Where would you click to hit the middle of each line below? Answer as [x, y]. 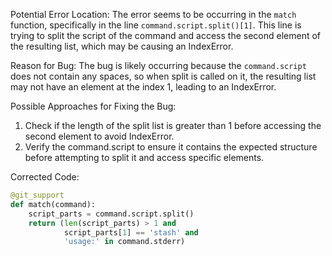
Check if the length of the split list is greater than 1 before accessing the [173, 125]
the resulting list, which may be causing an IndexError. [122, 46]
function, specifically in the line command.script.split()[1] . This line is [156, 25]
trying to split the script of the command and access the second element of [165, 35]
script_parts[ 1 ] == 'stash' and [131, 232]
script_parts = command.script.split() [111, 214]
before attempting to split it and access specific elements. [144, 157]
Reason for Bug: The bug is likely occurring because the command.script [158, 65]
